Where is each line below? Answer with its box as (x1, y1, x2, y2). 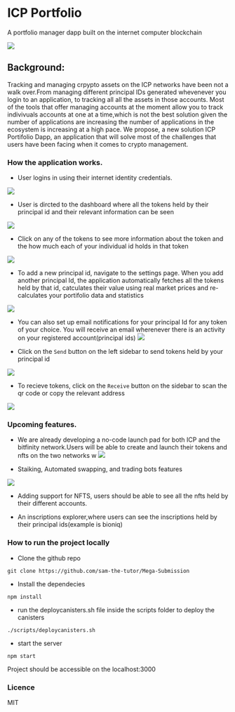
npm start (7, 652, 36, 659)
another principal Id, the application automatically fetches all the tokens (17, 276, 224, 285)
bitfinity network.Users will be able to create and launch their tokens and (17, 443, 228, 451)
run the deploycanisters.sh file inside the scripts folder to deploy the (17, 605, 215, 614)
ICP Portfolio (7, 5, 82, 21)
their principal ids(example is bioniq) (17, 520, 123, 529)
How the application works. (7, 157, 103, 167)
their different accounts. (17, 499, 88, 508)
